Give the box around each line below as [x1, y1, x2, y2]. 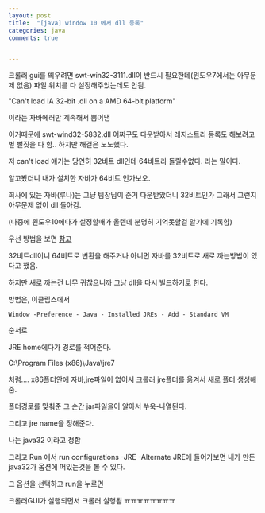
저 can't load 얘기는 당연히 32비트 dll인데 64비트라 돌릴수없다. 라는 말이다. [8, 157, 241, 166]
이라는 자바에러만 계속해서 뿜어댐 [8, 113, 111, 122]
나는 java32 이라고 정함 [8, 435, 81, 445]
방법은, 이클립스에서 [8, 295, 70, 305]
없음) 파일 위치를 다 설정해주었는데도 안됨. [16, 80, 147, 90]
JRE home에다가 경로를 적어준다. [8, 343, 112, 352]
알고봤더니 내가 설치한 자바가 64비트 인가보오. [8, 173, 151, 183]
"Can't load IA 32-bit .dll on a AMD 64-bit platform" [8, 96, 176, 106]
